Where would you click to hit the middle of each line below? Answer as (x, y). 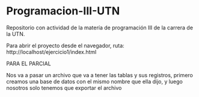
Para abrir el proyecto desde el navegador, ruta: (65, 46)
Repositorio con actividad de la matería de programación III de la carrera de (100, 28)
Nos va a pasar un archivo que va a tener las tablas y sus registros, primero (100, 75)
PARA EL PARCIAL (29, 63)
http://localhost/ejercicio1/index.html (51, 51)
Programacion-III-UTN (63, 11)
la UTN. (16, 34)
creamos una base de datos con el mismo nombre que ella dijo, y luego (95, 81)
